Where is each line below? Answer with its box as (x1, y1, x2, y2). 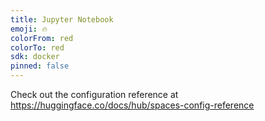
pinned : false (10, 61, 70, 71)
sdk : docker (10, 52, 60, 62)
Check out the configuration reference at (10, 89, 179, 100)
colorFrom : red (10, 33, 74, 43)
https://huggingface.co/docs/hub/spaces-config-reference (10, 99, 255, 111)
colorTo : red (10, 42, 65, 53)
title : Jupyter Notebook (10, 14, 114, 25)
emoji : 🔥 (10, 24, 48, 34)
